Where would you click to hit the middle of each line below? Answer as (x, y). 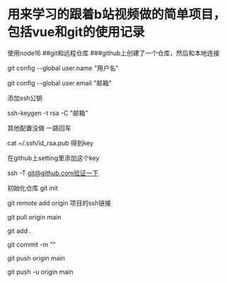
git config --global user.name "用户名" (63, 68)
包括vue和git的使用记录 (76, 32)
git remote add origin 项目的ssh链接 (59, 203)
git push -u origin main (40, 272)
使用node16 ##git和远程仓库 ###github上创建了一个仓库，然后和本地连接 (113, 53)
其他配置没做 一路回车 (39, 128)
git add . (19, 231)
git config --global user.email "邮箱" (59, 83)
